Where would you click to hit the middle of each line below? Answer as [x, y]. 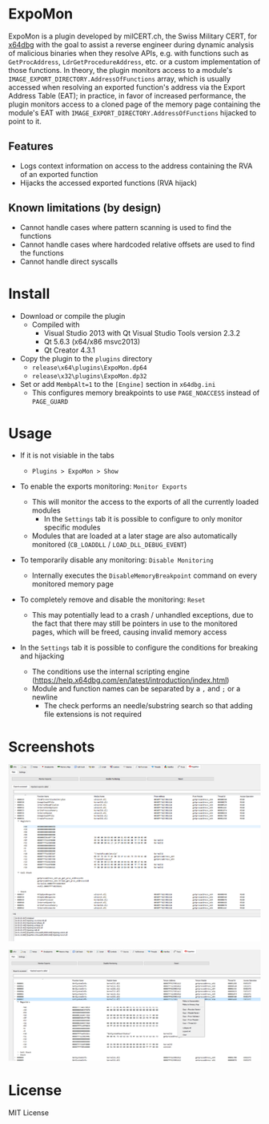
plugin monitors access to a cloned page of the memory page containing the [134, 104]
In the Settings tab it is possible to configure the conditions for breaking [139, 648]
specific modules [72, 528]
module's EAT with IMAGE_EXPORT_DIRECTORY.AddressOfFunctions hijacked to [132, 112]
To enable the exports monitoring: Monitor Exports [104, 486]
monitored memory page [73, 584]
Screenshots [52, 747]
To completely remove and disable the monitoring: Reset [112, 600]
